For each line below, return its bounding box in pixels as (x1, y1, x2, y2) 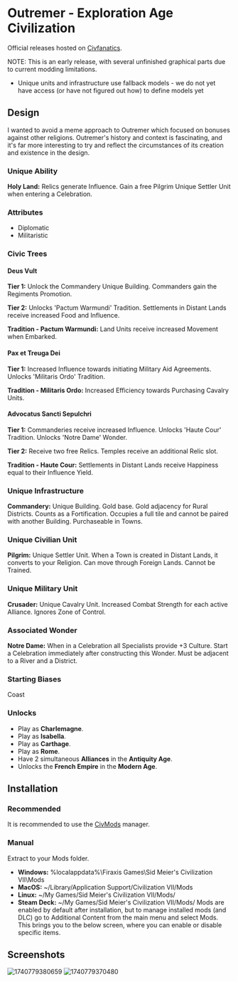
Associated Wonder (7, 625, 77, 635)
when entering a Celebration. (7, 190, 92, 198)
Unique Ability (7, 166, 58, 176)
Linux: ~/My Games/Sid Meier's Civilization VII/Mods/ (17, 890, 175, 899)
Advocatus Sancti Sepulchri (7, 410, 92, 419)
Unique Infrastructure (7, 485, 84, 495)
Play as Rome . (17, 747, 60, 755)
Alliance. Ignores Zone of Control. (7, 608, 107, 616)
